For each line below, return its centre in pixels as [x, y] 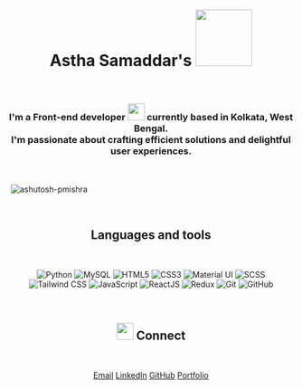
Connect [161, 336]
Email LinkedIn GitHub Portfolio [151, 375]
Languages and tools [151, 235]
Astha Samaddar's [121, 61]
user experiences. [151, 151]
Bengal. [151, 128]
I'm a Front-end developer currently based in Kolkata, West [151, 117]
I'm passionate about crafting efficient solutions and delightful [151, 139]
